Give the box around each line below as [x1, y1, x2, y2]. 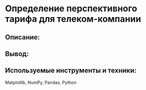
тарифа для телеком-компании [5, 13, 142, 25]
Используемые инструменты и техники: [5, 66, 137, 75]
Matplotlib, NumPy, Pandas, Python [5, 79, 77, 85]
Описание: [5, 33, 40, 41]
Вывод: [5, 50, 29, 58]
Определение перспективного [5, 3, 138, 14]
